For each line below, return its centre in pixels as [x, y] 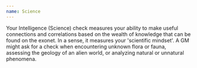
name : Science [24, 11]
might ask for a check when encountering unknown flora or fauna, [86, 46]
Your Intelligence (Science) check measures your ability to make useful [92, 28]
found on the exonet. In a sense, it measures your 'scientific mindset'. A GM [98, 40]
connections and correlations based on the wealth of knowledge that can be [98, 34]
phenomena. [21, 59]
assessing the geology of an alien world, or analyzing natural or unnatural [95, 52]
